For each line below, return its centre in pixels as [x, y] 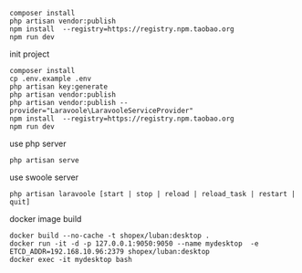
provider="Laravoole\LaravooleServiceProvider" [102, 110]
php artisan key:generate [58, 87]
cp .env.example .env [51, 79]
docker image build [46, 219]
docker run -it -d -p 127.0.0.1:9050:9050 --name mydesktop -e [134, 244]
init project [30, 54]
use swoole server [44, 177]
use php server [38, 143]
